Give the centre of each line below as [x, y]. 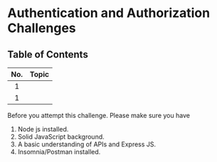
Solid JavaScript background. [61, 137]
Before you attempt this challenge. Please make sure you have [99, 115]
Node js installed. [43, 129]
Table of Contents [48, 54]
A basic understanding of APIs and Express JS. [87, 144]
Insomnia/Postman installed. [59, 152]
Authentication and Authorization [109, 13]
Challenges [42, 28]
